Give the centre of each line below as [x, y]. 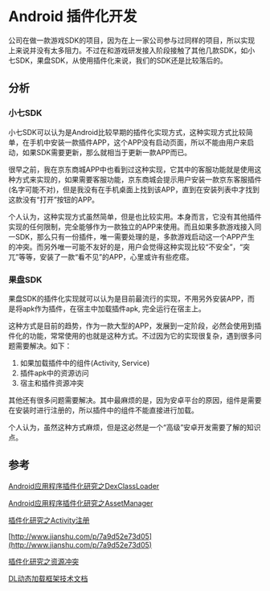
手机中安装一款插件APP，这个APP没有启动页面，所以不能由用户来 [138, 142]
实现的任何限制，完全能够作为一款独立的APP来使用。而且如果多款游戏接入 [131, 227]
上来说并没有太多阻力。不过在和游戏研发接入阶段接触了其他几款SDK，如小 [132, 50]
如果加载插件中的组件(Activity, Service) [85, 363]
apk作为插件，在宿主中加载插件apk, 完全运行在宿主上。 [114, 308]
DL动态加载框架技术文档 [48, 578]
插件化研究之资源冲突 [43, 561]
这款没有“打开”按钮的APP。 [53, 199]
